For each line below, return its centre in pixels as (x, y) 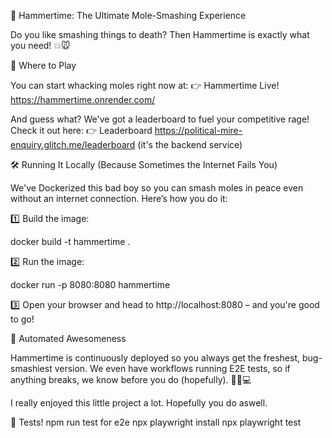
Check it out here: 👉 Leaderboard (81, 130)
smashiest (31, 368)
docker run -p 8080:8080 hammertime (90, 284)
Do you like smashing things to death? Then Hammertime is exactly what (160, 34)
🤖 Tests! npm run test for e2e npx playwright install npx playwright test (156, 422)
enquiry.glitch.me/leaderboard (73, 144)
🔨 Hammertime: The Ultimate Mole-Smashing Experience (128, 15)
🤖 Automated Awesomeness (68, 338)
